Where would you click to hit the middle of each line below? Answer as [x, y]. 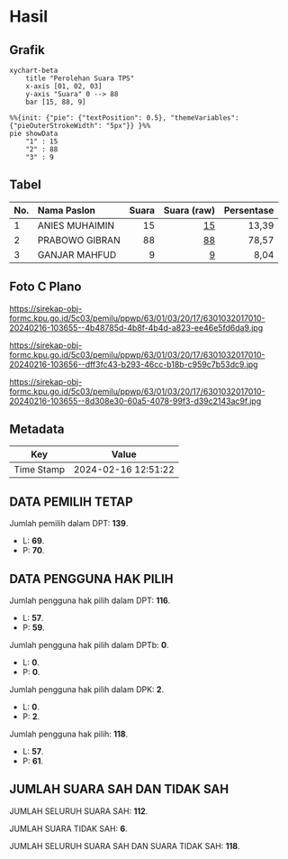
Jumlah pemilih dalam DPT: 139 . [69, 524]
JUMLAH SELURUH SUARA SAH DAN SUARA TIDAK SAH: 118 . [125, 845]
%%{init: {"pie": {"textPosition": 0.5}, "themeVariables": [125, 118]
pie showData [34, 133]
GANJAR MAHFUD [77, 254]
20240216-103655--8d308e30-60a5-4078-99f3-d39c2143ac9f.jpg [135, 401]
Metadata [37, 429]
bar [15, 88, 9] [56, 102]
